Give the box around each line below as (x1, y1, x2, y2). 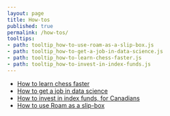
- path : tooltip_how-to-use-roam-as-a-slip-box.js (7, 42, 154, 48)
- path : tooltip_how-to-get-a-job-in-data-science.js (7, 48, 164, 55)
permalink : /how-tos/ (7, 29, 69, 36)
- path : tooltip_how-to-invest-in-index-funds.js (7, 61, 152, 68)
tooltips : (7, 35, 36, 42)
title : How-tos (7, 16, 51, 23)
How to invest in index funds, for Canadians (16, 93, 140, 102)
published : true (7, 23, 53, 29)
